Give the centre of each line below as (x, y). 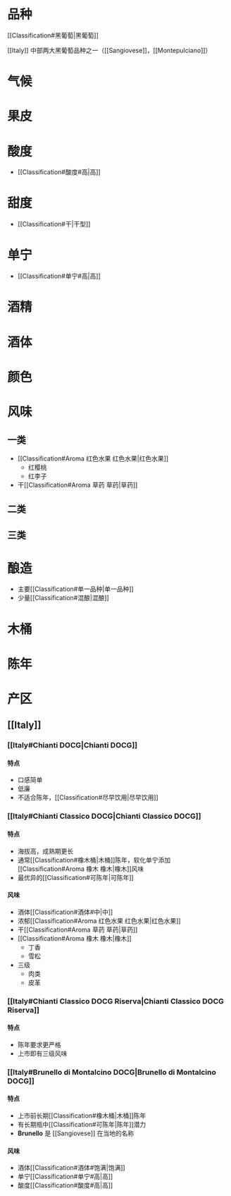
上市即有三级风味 (42, 1053)
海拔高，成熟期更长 (45, 851)
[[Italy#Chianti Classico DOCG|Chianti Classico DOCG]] (104, 817)
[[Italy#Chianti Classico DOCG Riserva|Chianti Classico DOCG (115, 1001)
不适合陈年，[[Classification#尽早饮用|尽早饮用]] (88, 798)
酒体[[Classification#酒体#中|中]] (65, 912)
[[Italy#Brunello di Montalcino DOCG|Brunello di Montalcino (112, 1072)
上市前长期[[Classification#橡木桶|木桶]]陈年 (82, 1116)
